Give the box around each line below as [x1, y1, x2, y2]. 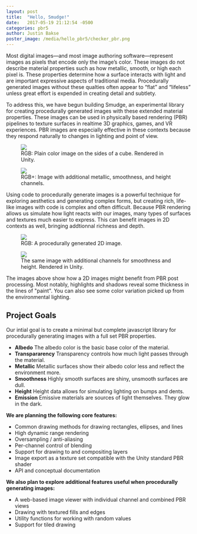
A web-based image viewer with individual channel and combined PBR [14, 496, 186, 503]
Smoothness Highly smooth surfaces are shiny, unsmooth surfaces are [14, 375, 188, 382]
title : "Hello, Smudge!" [6, 14, 69, 20]
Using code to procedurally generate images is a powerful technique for [6, 191, 181, 198]
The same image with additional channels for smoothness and [21, 257, 172, 264]
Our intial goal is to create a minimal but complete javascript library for [6, 326, 176, 333]
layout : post [6, 8, 38, 15]
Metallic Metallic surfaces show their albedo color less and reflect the [14, 362, 185, 370]
